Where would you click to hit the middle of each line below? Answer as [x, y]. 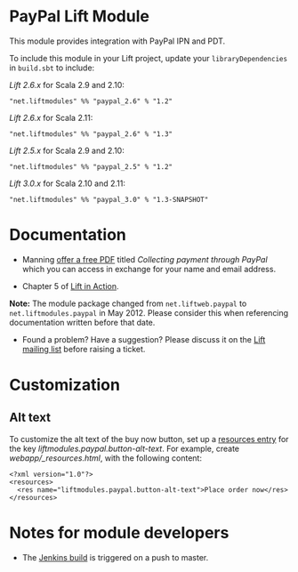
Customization [64, 385]
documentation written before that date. [82, 322]
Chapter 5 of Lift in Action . [70, 286]
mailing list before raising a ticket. [84, 349]
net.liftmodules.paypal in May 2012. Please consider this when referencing [149, 312]
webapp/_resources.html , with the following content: [106, 458]
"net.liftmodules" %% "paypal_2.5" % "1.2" [91, 166]
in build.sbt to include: [52, 68]
